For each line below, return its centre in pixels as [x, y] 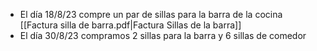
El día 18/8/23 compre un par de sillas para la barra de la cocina [151, 14]
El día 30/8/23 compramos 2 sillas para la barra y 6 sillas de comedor [163, 35]
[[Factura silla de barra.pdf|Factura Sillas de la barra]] [130, 25]
